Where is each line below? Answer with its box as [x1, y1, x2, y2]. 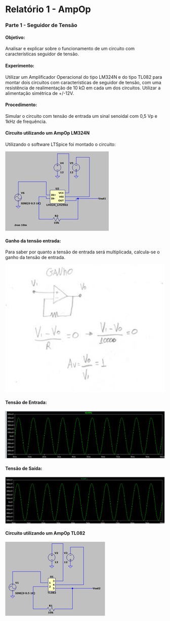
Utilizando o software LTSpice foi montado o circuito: [5, 141, 116, 147]
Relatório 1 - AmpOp [5, 4, 91, 15]
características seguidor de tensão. [5, 51, 79, 57]
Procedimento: [5, 102, 37, 108]
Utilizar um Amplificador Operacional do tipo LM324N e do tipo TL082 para [5, 74, 162, 80]
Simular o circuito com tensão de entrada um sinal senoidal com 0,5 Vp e [5, 113, 158, 119]
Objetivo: [5, 34, 25, 40]
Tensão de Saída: [5, 466, 42, 472]
